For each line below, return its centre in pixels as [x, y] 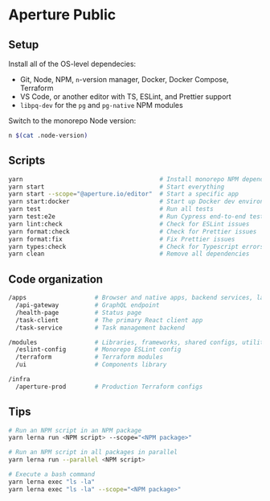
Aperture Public [62, 15]
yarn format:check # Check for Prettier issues [133, 231]
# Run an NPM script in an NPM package [75, 430]
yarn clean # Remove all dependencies [129, 254]
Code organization [55, 279]
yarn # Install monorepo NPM [124, 179]
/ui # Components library [91, 365]
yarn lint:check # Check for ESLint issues [129, 224]
